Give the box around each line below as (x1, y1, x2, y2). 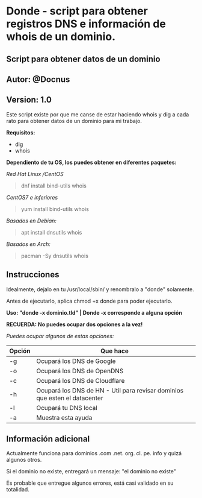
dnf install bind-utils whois (20, 182, 87, 189)
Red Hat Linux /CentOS (6, 170, 64, 177)
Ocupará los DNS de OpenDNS (35, 367, 124, 375)
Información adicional (6, 433, 90, 444)
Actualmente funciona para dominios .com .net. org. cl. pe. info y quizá (6, 450, 182, 457)
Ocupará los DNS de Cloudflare (35, 376, 125, 385)
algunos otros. (6, 456, 42, 464)
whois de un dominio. (6, 30, 116, 43)
